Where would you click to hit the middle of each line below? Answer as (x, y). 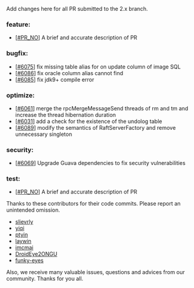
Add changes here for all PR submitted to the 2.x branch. (77, 9)
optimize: (21, 95)
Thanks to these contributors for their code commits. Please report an (93, 204)
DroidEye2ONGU (36, 254)
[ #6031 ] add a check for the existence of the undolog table (89, 121)
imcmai (24, 247)
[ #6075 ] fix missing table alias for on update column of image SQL (98, 67)
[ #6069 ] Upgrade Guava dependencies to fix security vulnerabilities (100, 163)
